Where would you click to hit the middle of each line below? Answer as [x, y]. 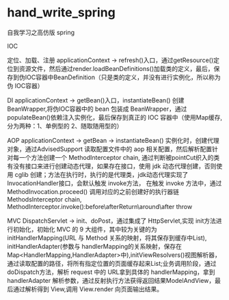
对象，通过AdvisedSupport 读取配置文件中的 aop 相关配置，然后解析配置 [110, 149]
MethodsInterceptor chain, [44, 199]
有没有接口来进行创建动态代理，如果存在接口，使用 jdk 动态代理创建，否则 [112, 166]
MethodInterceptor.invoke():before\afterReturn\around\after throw [100, 206]
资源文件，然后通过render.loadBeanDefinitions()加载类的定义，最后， [116, 68]
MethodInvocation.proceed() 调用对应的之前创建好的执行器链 [93, 191]
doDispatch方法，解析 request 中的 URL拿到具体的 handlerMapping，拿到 [111, 272]
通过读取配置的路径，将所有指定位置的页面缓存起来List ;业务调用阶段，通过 [112, 263]
